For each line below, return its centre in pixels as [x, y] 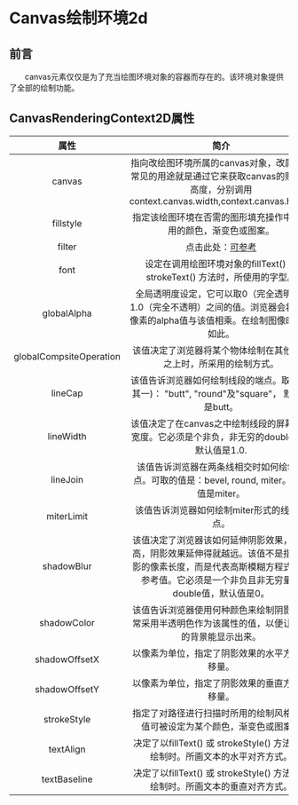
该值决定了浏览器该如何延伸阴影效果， [212, 540]
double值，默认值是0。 [221, 593]
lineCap [67, 393]
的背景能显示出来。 [221, 636]
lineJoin [67, 479]
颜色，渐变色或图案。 [230, 230]
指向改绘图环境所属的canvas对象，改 [208, 162]
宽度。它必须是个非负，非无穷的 [198, 437]
